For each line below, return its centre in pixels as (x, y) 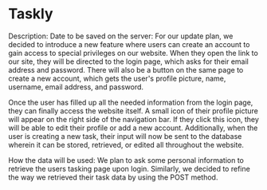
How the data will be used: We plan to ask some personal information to (126, 160)
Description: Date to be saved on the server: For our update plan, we (121, 36)
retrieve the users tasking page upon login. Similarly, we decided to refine (130, 168)
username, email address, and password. (76, 87)
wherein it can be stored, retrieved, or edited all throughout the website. (126, 144)
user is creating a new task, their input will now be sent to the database (125, 136)
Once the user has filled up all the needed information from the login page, (131, 102)
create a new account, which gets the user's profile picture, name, (117, 78)
